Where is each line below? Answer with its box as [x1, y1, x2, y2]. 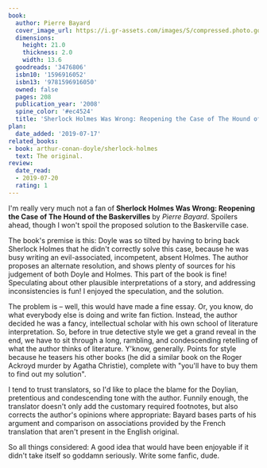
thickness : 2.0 [22, 48, 73, 56]
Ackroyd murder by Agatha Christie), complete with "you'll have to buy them [8, 361, 258, 370]
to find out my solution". [8, 369, 87, 378]
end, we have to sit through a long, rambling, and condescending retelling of [8, 335, 258, 345]
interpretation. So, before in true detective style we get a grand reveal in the [8, 327, 257, 336]
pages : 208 [15, 93, 52, 101]
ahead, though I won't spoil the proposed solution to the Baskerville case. [8, 220, 249, 230]
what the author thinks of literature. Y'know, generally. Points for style [8, 343, 237, 354]
